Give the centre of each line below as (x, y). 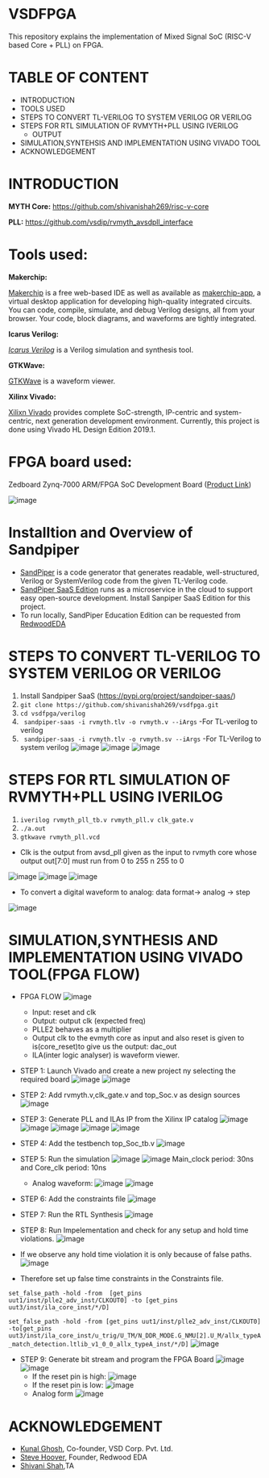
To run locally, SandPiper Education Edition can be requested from (130, 615)
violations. (37, 1239)
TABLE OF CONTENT (79, 78)
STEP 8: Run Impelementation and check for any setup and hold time (134, 1230)
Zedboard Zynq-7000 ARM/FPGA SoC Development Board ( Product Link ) (130, 484)
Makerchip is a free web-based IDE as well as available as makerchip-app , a (135, 292)
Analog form (53, 1394)
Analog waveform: (62, 1183)
